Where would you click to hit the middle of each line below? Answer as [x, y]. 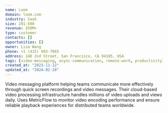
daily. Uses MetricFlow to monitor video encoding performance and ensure [82, 100]
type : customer [21, 33]
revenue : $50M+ [21, 28]
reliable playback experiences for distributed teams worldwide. [70, 105]
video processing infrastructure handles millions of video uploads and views [84, 95]
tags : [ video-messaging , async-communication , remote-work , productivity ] [85, 61]
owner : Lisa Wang [23, 47]
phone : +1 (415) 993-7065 [32, 51]
